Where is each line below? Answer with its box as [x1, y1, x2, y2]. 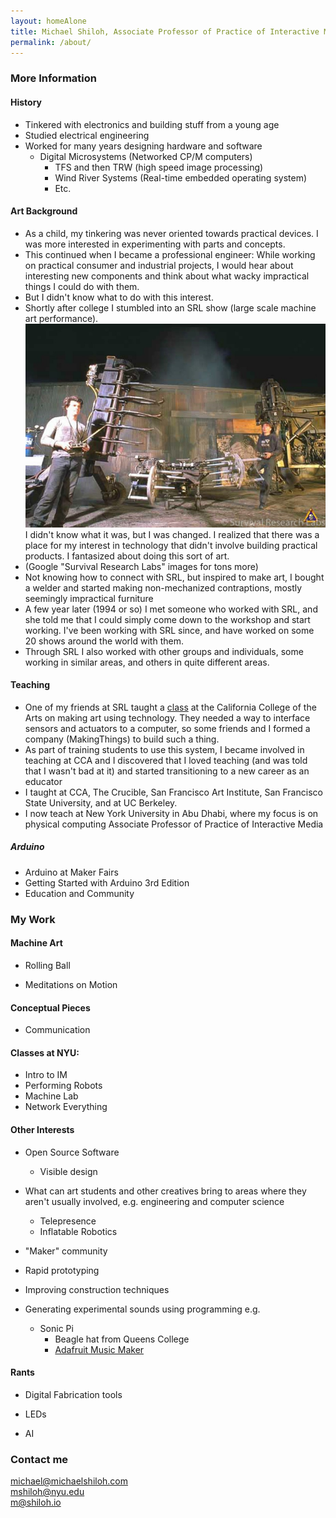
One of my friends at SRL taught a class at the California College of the [24, 701, 317, 713]
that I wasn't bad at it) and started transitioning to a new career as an [24, 765, 310, 777]
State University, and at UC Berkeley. [24, 796, 178, 809]
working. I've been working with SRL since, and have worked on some [24, 624, 315, 636]
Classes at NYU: [10, 1046, 80, 1059]
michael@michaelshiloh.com [10, 1475, 129, 1487]
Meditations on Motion [24, 978, 118, 990]
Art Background [10, 205, 78, 217]
